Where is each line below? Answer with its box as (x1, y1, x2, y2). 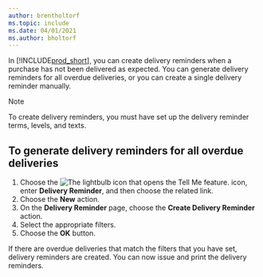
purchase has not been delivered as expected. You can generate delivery (8, 65, 249, 74)
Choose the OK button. (19, 228, 96, 238)
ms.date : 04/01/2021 (8, 26, 77, 34)
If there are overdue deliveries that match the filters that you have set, (8, 244, 237, 254)
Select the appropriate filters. (19, 220, 116, 230)
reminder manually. (8, 81, 72, 91)
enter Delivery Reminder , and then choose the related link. (19, 186, 214, 196)
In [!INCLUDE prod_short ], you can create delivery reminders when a (8, 56, 232, 65)
